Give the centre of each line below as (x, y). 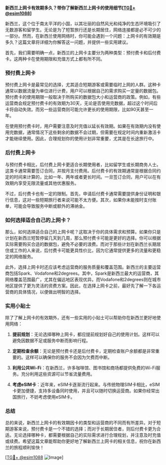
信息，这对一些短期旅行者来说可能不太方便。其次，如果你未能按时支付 (81, 200)
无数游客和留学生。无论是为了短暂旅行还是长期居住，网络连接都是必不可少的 (83, 30)
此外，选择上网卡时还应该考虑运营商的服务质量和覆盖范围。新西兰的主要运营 (83, 267)
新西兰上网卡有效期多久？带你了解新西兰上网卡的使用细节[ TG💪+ (70, 8)
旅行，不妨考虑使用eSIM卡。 (46, 397)
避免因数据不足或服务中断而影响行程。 (51, 341)
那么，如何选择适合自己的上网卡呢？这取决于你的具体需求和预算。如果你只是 (83, 232)
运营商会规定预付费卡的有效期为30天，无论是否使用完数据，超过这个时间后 (82, 103)
